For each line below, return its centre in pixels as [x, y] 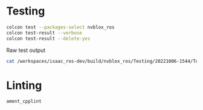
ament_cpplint [24, 102]
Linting [24, 85]
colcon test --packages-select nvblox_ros [60, 27]
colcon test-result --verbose [44, 33]
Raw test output [26, 50]
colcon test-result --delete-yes [48, 38]
